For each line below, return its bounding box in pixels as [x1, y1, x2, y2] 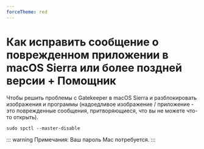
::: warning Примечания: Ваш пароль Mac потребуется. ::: [6, 136, 156, 143]
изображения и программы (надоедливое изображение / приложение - [6, 100, 194, 108]
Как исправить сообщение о [6, 35, 159, 49]
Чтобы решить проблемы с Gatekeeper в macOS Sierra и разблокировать [6, 94, 197, 101]
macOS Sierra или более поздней [6, 61, 183, 75]
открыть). [13, 113, 38, 120]
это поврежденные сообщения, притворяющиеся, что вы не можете [6, 107, 186, 114]
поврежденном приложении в [6, 48, 169, 61]
